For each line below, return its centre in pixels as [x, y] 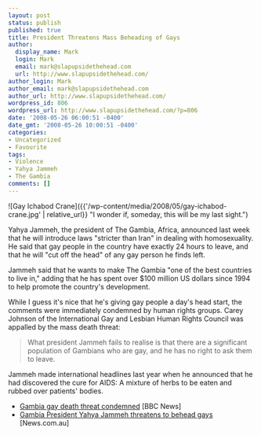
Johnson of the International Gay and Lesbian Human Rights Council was [126, 319]
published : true [34, 30]
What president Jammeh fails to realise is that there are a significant [137, 342]
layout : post [29, 15]
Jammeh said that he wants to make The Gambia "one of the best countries [130, 270]
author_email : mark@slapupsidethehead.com [78, 88]
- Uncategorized [34, 140]
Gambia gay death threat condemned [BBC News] [100, 406]
